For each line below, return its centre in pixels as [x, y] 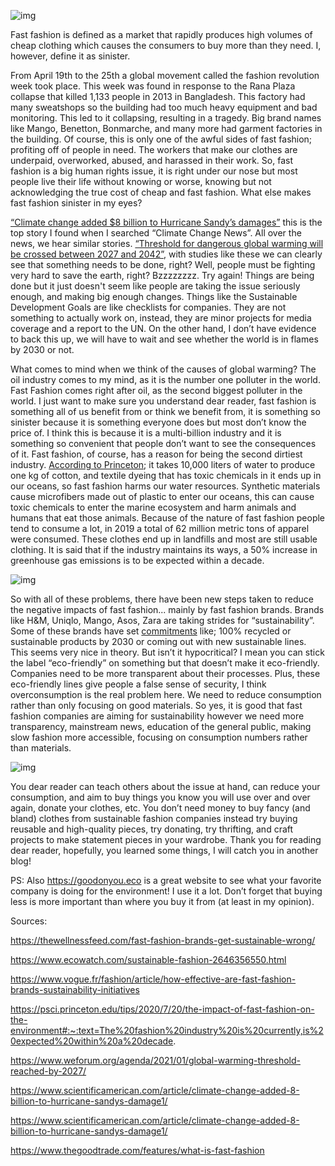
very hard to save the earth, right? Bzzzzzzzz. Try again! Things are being [162, 275]
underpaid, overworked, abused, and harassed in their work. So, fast [151, 160]
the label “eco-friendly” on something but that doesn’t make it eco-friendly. [165, 663]
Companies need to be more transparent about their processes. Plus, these [165, 673]
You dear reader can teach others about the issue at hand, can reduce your [165, 786]
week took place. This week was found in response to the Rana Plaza [153, 86]
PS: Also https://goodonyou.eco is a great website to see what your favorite [166, 880]
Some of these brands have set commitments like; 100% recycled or [151, 631]
